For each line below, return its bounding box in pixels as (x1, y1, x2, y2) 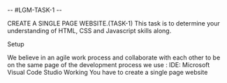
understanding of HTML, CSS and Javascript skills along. (7, 27, 172, 35)
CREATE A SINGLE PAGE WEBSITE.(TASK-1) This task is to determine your (7, 19, 220, 27)
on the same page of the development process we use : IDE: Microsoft (7, 61, 210, 68)
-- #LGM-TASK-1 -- (7, 6, 63, 14)
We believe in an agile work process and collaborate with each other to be (7, 53, 221, 62)
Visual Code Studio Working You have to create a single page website (7, 68, 208, 76)
